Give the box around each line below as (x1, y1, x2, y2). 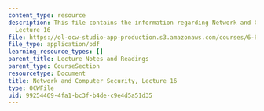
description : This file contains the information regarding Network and (8, 19, 251, 27)
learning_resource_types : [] (8, 48, 104, 55)
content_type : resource (8, 11, 86, 20)
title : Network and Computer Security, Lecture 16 (8, 77, 178, 84)
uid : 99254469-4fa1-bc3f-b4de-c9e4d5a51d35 (8, 91, 153, 99)
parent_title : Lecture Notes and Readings (8, 55, 149, 63)
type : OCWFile (8, 84, 55, 92)
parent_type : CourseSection (8, 63, 101, 70)
